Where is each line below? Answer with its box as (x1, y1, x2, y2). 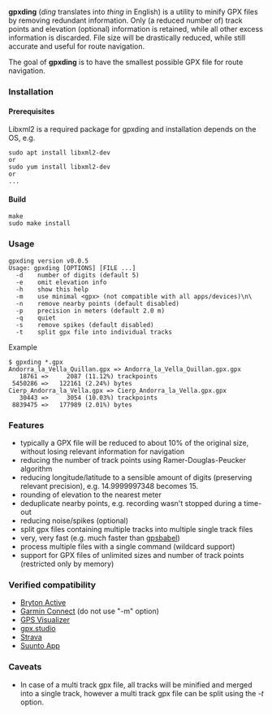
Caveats (8, 661, 42, 673)
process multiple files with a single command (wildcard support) (19, 541, 235, 552)
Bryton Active (19, 598, 67, 608)
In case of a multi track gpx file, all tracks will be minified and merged (19, 679, 253, 690)
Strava (19, 632, 42, 642)
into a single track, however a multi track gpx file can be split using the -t (19, 688, 264, 698)
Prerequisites (8, 106, 55, 116)
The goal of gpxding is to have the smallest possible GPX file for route (8, 57, 244, 67)
